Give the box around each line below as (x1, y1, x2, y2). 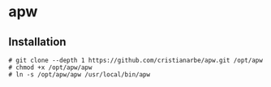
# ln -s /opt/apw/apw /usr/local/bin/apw (8, 71, 151, 79)
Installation (8, 35, 67, 49)
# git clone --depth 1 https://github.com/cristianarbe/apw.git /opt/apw (8, 56, 264, 64)
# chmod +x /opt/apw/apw (8, 63, 92, 72)
